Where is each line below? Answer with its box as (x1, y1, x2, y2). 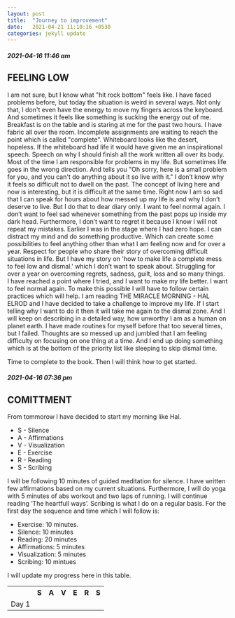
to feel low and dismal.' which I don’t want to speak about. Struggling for (7, 262, 215, 270)
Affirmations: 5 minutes (17, 543, 85, 551)
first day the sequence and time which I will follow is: (7, 506, 159, 516)
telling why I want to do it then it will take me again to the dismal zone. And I (7, 307, 226, 315)
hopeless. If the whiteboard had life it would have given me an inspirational (7, 142, 222, 151)
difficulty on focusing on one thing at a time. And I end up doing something (7, 336, 223, 344)
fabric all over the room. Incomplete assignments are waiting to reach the (7, 128, 218, 136)
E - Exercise (17, 448, 52, 457)
